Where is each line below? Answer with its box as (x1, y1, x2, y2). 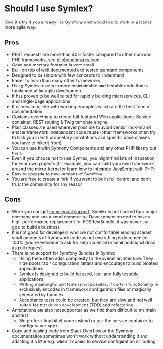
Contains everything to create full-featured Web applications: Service (11, 113, 152, 120)
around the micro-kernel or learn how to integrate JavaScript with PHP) (11, 166, 155, 172)
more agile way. (4, 24, 37, 30)
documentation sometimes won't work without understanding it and (11, 333, 148, 339)
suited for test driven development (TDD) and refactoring (19, 302, 134, 308)
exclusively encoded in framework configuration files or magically (19, 286, 152, 292)
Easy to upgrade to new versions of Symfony (11, 171, 102, 176)
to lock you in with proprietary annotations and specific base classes (11, 134, 150, 140)
